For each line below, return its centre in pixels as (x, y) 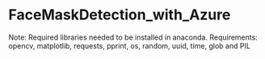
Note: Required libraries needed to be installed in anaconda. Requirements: (133, 37)
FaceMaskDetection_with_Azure (120, 15)
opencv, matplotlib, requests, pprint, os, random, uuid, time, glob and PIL (129, 45)
